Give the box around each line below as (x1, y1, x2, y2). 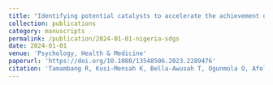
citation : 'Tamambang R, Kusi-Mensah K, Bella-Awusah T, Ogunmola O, (8, 65, 249, 73)
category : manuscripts (8, 27, 85, 35)
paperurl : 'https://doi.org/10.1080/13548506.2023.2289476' (8, 57, 217, 66)
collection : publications (8, 19, 96, 28)
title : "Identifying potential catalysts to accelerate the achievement (8, 11, 260, 20)
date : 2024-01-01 (8, 42, 67, 50)
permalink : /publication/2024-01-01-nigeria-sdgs (8, 34, 180, 43)
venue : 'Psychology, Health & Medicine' (8, 49, 148, 57)
